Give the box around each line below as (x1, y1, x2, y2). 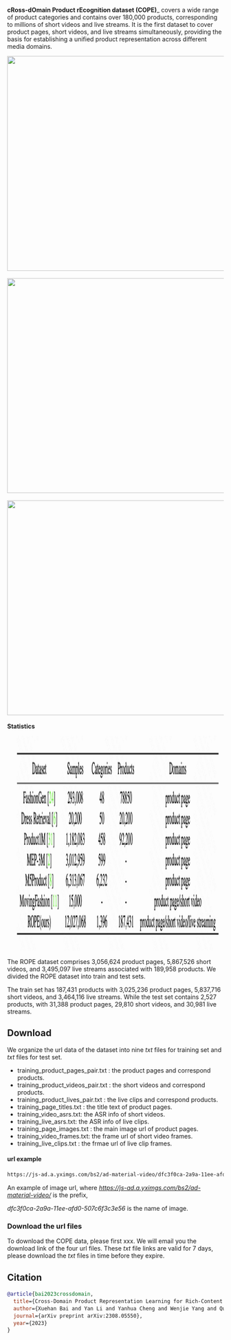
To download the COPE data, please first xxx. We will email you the (7, 1237, 197, 1245)
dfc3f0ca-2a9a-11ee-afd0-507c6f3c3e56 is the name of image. (7, 1204, 188, 1212)
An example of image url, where (7, 1183, 98, 1191)
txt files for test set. (7, 1053, 63, 1061)
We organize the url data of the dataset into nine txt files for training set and (7, 1045, 222, 1054)
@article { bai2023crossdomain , (7, 1290, 94, 1297)
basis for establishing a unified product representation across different (7, 35, 208, 43)
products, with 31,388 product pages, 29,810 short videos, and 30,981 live (7, 1000, 217, 1008)
